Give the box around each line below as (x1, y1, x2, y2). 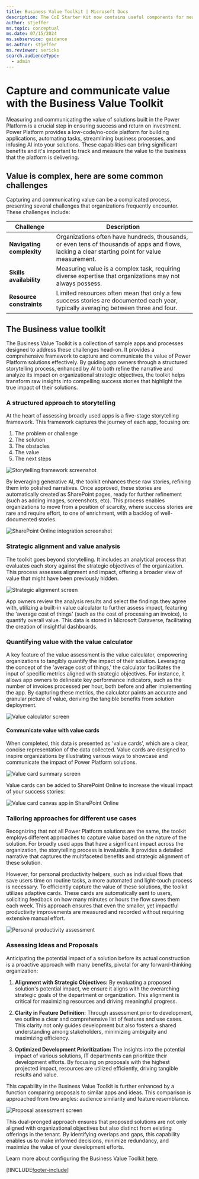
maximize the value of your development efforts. (6, 1143, 124, 1151)
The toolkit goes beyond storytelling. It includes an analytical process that (6, 556, 187, 563)
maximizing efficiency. (14, 1034, 70, 1041)
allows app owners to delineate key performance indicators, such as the (6, 676, 182, 683)
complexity (9, 247, 41, 256)
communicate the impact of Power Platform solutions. (6, 759, 137, 766)
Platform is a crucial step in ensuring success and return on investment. (6, 122, 181, 129)
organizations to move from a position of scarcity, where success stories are (6, 504, 193, 511)
